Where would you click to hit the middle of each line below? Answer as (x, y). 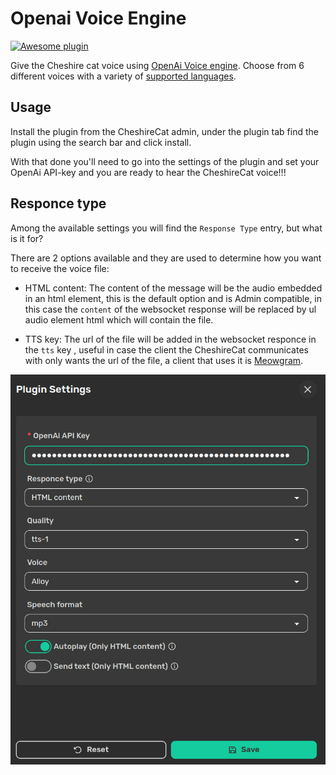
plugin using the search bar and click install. (101, 142)
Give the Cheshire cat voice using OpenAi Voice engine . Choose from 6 (157, 65)
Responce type (58, 203)
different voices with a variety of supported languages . (123, 76)
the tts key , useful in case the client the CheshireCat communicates (166, 349)
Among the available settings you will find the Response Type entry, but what (166, 228)
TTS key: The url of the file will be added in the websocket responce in (170, 339)
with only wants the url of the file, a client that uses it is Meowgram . (164, 360)
